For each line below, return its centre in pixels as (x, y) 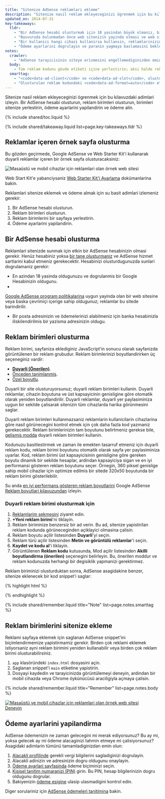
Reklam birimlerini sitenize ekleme (59, 626)
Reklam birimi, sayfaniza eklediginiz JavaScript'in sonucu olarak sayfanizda (82, 349)
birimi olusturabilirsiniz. (29, 653)
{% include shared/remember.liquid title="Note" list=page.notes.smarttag (79, 605)
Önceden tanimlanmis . (35, 374)
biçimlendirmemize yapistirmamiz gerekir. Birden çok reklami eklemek (76, 643)
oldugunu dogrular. (31, 776)
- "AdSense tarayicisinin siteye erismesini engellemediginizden (82, 60)
